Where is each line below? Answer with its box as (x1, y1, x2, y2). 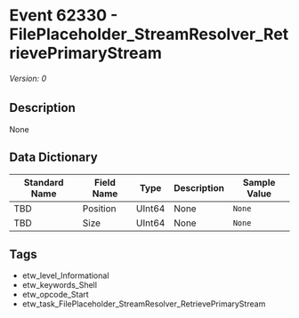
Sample (242, 176, 276, 188)
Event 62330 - (9, 5, 118, 26)
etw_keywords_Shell (21, 280, 98, 290)
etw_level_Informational (21, 270, 109, 281)
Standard (23, 176, 64, 188)
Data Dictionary (9, 150, 98, 165)
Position (82, 202, 117, 214)
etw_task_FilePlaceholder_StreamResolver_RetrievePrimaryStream (21, 298, 266, 309)
